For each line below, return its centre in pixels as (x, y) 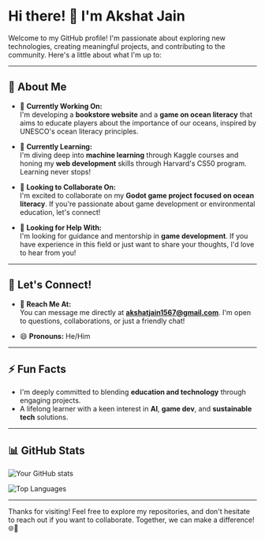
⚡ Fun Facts (37, 369)
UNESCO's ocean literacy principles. (79, 131)
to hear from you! (48, 253)
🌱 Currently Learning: (56, 146)
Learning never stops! (55, 171)
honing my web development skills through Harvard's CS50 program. (133, 163)
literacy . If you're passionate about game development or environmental (137, 204)
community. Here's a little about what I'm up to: (85, 54)
